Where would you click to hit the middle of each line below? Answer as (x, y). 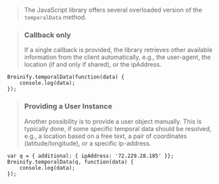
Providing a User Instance (68, 106)
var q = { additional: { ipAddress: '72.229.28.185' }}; (91, 156)
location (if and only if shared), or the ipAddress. (93, 65)
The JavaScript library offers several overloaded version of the (113, 10)
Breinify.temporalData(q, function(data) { (71, 162)
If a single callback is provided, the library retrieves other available (118, 50)
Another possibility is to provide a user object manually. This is (113, 121)
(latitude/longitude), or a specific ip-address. (87, 143)
